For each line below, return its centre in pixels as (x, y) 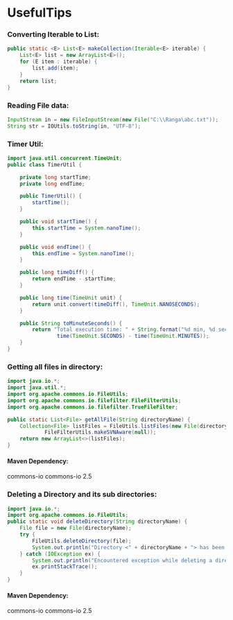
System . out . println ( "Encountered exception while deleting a (122, 560)
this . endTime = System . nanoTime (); (84, 253)
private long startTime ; (55, 177)
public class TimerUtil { (44, 164)
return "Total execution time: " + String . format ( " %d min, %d (124, 330)
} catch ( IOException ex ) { (60, 554)
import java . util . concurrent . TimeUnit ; (65, 158)
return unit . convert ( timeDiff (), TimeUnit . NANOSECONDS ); (116, 304)
